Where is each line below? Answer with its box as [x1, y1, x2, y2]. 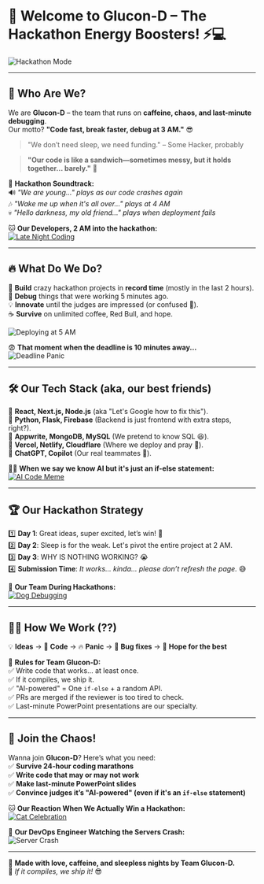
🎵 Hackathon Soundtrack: [8, 179, 94, 188]
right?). [8, 424, 31, 433]
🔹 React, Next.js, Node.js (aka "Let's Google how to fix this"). [8, 407, 208, 416]
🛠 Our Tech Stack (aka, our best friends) [8, 382, 212, 395]
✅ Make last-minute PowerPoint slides [8, 779, 137, 788]
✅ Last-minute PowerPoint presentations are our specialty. [8, 701, 198, 711]
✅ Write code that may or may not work [8, 770, 140, 779]
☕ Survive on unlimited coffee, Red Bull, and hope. [8, 309, 173, 318]
